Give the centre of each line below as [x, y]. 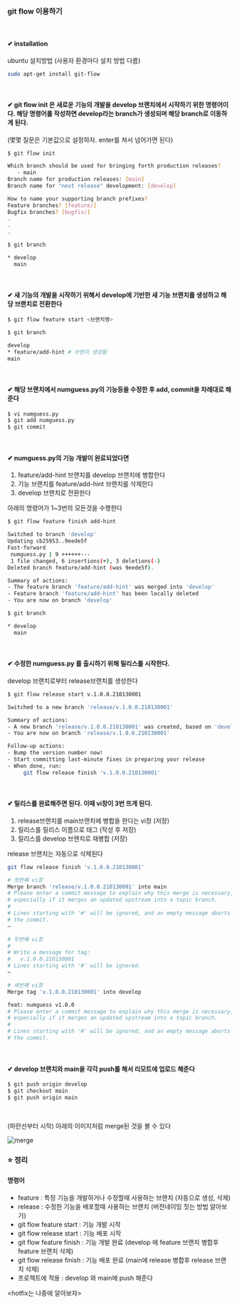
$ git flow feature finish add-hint [62, 522]
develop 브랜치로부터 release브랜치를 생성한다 [73, 681]
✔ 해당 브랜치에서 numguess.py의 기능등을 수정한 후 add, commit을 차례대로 [116, 389]
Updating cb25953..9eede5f [47, 541]
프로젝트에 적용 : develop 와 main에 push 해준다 [85, 1278]
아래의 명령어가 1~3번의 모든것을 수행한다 [65, 508]
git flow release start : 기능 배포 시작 [69, 1233]
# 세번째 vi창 [25, 985]
